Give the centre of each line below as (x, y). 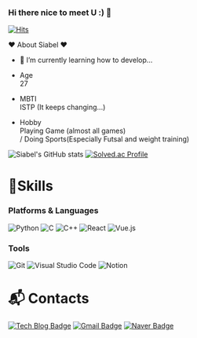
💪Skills (31, 186)
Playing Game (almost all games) (73, 131)
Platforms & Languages (53, 211)
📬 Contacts (49, 299)
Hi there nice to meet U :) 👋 (60, 13)
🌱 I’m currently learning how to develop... (86, 60)
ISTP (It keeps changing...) (62, 107)
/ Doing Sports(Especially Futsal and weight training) (104, 139)
